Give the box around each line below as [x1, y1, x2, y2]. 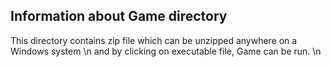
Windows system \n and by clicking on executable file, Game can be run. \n [10, 45, 322, 57]
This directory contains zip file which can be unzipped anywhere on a [10, 34, 298, 46]
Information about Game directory [10, 8, 228, 25]
